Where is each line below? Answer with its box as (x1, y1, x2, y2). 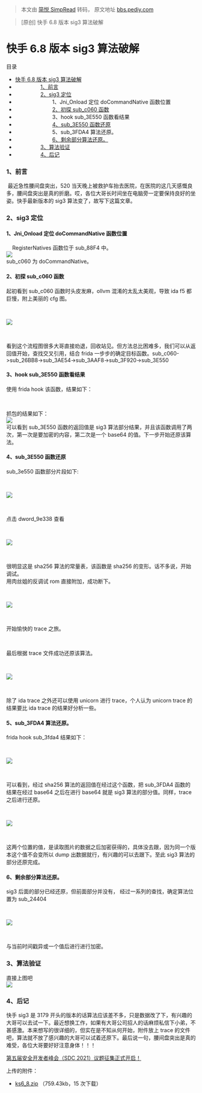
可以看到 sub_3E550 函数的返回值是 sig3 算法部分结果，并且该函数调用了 (6, 423, 188, 431)
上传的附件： (6, 1067, 38, 1074)
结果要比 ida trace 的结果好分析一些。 (6, 704, 100, 712)
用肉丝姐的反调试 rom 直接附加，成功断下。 (6, 577, 114, 585)
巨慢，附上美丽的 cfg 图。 (6, 295, 70, 302)
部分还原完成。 (6, 858, 43, 866)
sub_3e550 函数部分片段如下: (6, 467, 79, 475)
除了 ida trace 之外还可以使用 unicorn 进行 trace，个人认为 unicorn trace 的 (6, 697, 193, 704)
